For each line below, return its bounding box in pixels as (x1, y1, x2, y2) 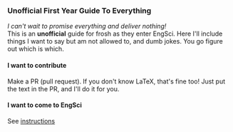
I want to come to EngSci (7, 101, 82, 109)
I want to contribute (7, 61, 67, 69)
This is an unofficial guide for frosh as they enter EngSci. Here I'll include (7, 29, 223, 38)
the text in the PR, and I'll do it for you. (7, 84, 120, 93)
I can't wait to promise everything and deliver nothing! (7, 22, 167, 31)
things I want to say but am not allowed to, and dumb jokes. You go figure (7, 37, 223, 46)
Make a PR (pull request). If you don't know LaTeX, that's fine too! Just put (7, 77, 226, 86)
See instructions (7, 116, 56, 125)
